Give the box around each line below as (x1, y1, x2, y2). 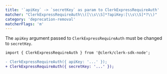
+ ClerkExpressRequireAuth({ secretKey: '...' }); (5, 64, 114, 69)
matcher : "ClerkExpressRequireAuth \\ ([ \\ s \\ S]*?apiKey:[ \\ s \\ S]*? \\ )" (5, 12, 157, 17)
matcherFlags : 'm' (5, 21, 44, 27)
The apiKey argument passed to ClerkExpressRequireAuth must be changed (5, 35, 162, 41)
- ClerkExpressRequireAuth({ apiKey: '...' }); (5, 59, 108, 64)
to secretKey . (5, 41, 33, 47)
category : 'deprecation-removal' (5, 17, 76, 22)
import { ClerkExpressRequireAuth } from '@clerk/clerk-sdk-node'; (5, 50, 151, 55)
